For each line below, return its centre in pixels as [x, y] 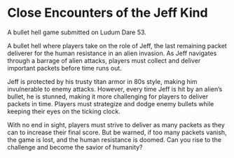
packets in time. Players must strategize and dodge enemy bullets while [111, 103]
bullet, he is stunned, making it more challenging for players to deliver [108, 96]
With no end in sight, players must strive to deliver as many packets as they [116, 124]
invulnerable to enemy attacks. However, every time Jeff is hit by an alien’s [115, 89]
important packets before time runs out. [65, 68]
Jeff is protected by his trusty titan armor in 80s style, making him [102, 81]
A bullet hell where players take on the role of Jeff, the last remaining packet [117, 45]
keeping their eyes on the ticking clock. [64, 111]
